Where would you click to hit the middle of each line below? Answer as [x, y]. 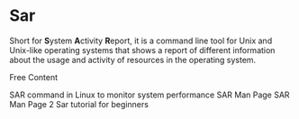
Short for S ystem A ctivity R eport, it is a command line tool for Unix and [141, 41]
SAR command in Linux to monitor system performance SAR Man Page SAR [149, 95]
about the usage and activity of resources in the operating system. [133, 59]
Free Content [34, 77]
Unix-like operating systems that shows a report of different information [142, 50]
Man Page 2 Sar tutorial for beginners [79, 104]
